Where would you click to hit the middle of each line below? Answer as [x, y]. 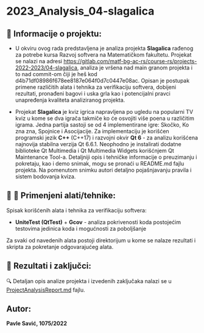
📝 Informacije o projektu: [54, 34]
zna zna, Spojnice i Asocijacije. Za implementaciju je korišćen [92, 131]
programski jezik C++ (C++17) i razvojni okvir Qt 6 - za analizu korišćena [107, 138]
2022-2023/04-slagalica [46, 68]
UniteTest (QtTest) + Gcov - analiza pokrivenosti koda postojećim [98, 222]
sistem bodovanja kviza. [45, 177]
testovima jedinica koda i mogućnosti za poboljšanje [81, 228]
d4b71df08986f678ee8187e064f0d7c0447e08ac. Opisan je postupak [102, 81]
